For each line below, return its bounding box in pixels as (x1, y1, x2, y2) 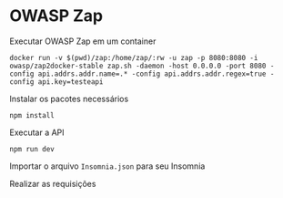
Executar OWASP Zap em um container (9, 36, 157, 47)
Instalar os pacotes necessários (9, 93, 129, 104)
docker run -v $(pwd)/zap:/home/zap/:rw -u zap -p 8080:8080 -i (9, 53, 258, 62)
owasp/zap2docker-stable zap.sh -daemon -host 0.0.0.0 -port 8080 (9, 61, 267, 70)
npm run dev (9, 144, 55, 153)
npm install (9, 110, 55, 120)
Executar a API (9, 127, 66, 138)
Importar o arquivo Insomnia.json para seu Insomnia (9, 161, 206, 172)
